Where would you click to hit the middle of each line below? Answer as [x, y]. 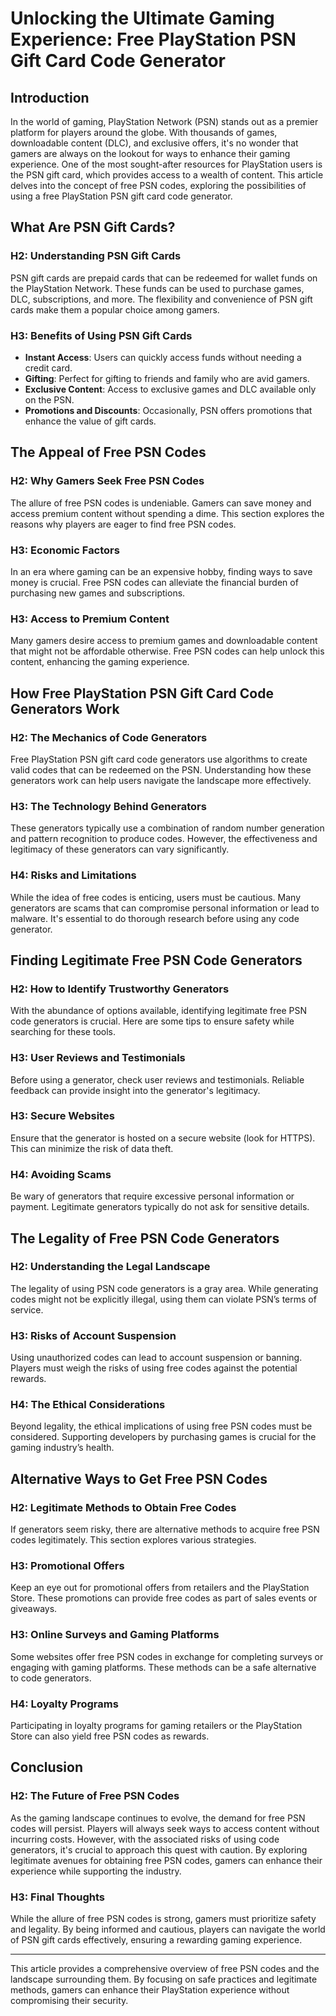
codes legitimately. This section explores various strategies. [133, 1540]
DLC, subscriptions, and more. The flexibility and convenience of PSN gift [161, 299]
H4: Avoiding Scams [61, 1174]
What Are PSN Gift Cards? [93, 227]
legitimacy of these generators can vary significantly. [120, 849]
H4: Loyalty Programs [64, 1704]
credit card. [48, 368]
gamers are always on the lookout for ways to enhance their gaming [150, 153]
